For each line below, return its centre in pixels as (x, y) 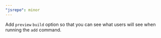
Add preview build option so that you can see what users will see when (81, 24)
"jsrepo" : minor (23, 10)
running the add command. (33, 30)
